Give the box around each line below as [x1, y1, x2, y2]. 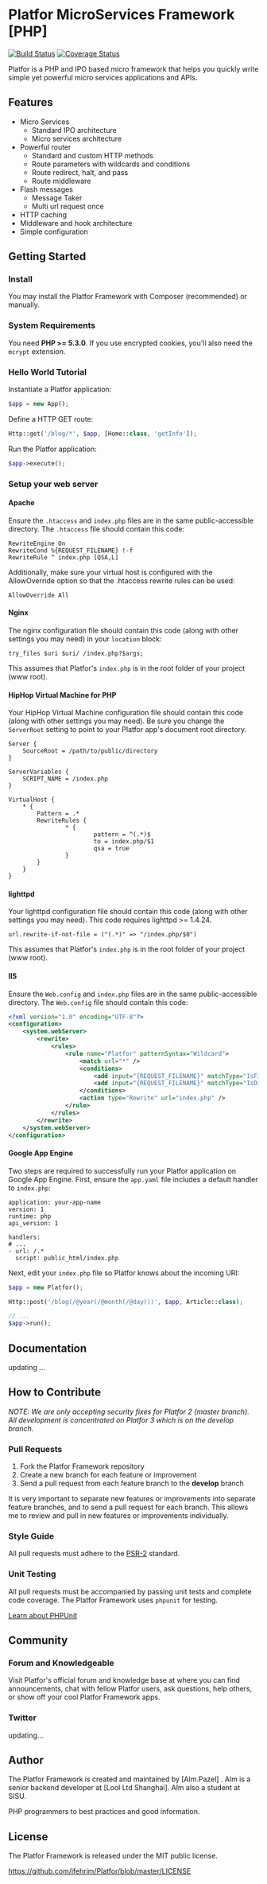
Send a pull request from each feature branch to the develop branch [19, 1478, 245, 1489]
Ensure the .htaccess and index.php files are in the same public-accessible [8, 516, 254, 525]
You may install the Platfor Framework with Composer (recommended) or [8, 292, 248, 302]
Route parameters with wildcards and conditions [31, 159, 191, 169]
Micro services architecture [31, 134, 122, 143]
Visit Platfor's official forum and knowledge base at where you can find [8, 1676, 241, 1685]
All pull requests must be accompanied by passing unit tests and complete [8, 1586, 252, 1596]
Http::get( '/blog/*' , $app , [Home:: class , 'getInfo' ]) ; [8, 430, 197, 438]
